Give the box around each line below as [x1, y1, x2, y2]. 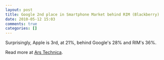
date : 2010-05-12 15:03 [5, 16, 56, 21]
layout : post [5, 7, 33, 12]
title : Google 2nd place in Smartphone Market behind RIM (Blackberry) [5, 12, 159, 17]
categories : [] [5, 26, 37, 31]
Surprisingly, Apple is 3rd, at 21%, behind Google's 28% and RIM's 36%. [5, 39, 157, 45]
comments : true [5, 21, 37, 26]
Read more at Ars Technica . [5, 49, 63, 55]
